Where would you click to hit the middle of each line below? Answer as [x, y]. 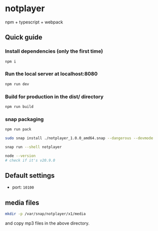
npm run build [19, 106]
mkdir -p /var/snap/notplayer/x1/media [45, 214]
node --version [20, 156]
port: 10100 [23, 187]
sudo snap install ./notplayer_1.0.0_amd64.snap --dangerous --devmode [79, 138]
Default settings [30, 176]
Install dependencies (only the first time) [54, 51]
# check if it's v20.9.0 [30, 160]
